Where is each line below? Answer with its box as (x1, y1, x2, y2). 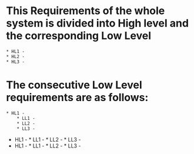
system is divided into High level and (6, 16, 189, 30)
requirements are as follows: (6, 91, 149, 104)
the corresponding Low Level (6, 29, 152, 42)
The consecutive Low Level (6, 78, 142, 92)
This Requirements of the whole (6, 4, 165, 18)
